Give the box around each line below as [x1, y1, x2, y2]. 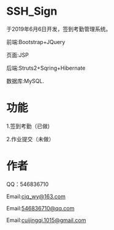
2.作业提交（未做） [6, 135, 55, 143]
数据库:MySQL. [6, 77, 45, 84]
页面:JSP [6, 51, 29, 59]
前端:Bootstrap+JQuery [6, 38, 66, 45]
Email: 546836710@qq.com [6, 204, 75, 212]
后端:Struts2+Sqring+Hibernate [6, 64, 86, 72]
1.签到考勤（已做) [6, 122, 50, 130]
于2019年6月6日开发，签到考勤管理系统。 [6, 25, 112, 32]
